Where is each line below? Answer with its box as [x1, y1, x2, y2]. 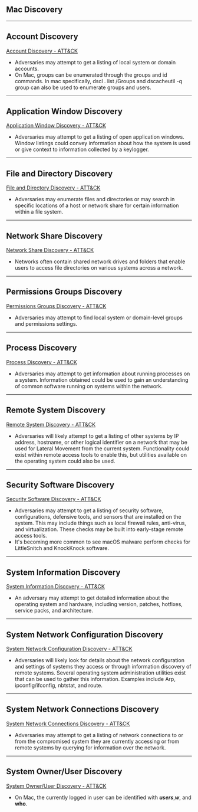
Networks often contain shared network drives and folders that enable [14, 258, 186, 265]
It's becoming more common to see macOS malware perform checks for [14, 538, 190, 545]
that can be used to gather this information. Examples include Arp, [14, 675, 176, 682]
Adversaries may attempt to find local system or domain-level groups [14, 314, 183, 321]
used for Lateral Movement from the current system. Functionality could [14, 445, 190, 452]
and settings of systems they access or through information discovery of [14, 663, 192, 670]
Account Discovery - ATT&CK [6, 47, 78, 54]
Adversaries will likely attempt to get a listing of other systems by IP [14, 432, 179, 439]
